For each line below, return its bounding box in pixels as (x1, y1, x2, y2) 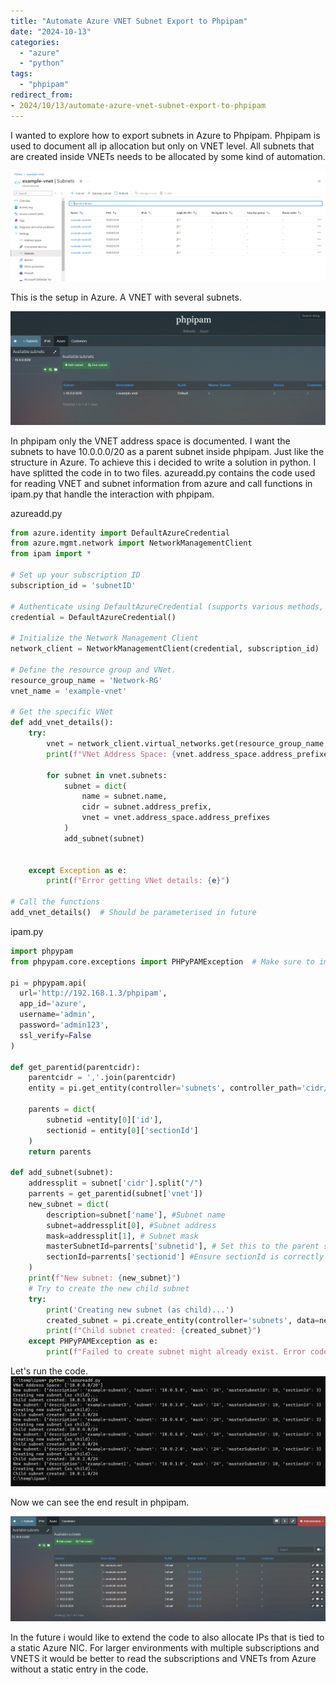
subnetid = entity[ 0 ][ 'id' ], (46, 1115, 163, 1125)
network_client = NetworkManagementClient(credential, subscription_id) (10, 644, 320, 654)
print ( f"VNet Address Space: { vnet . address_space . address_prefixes (46, 749, 333, 759)
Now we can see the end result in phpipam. (10, 1496, 190, 1509)
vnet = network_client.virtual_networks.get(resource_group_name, (46, 739, 329, 749)
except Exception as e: (28, 865, 128, 875)
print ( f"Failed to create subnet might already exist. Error (46, 1347, 307, 1357)
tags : (10, 69, 33, 79)
